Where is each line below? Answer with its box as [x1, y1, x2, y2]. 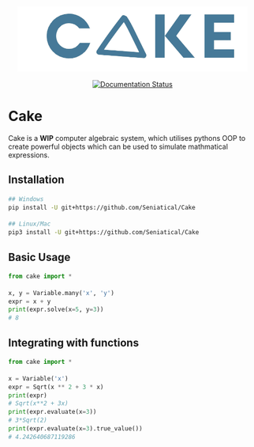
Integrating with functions [8, 335, 140, 350]
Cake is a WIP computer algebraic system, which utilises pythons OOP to [8, 133, 246, 142]
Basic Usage [8, 250, 71, 263]
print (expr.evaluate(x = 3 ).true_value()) [8, 425, 144, 433]
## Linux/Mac [8, 220, 51, 228]
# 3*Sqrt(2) [8, 416, 47, 425]
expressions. [8, 150, 50, 160]
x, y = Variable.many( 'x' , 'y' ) [8, 289, 114, 297]
